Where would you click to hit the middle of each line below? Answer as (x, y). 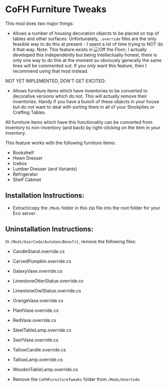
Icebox (20, 163)
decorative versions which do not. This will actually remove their (80, 96)
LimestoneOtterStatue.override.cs (48, 281)
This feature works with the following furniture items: (60, 143)
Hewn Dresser (28, 158)
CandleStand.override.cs (39, 251)
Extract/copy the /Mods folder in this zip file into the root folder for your (87, 208)
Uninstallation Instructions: (49, 229)
